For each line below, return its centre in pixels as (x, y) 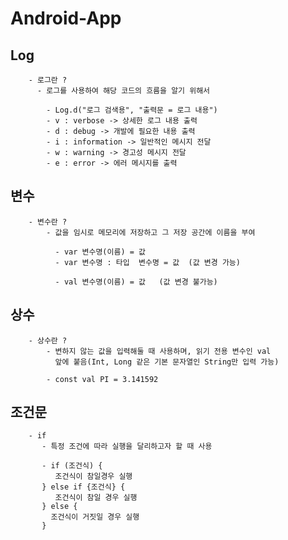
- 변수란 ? (48, 222)
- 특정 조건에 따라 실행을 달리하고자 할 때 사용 (127, 447)
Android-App (66, 18)
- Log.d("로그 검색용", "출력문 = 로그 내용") (132, 110)
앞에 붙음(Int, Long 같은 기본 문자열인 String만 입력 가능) (167, 362)
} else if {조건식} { (83, 487)
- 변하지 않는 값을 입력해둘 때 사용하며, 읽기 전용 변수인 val (159, 351)
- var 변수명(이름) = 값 (100, 252)
